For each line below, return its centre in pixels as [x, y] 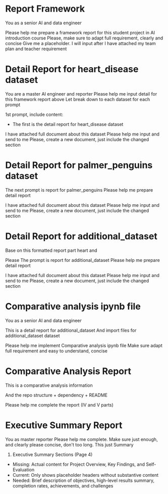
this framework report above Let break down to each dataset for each [78, 99]
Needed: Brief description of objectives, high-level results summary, [83, 480]
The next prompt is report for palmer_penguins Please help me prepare [79, 190]
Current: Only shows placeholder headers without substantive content [86, 475]
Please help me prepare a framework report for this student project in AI [80, 32]
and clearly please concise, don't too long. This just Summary [69, 444]
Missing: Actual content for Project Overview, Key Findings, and [79, 464]
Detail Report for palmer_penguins [79, 165]
